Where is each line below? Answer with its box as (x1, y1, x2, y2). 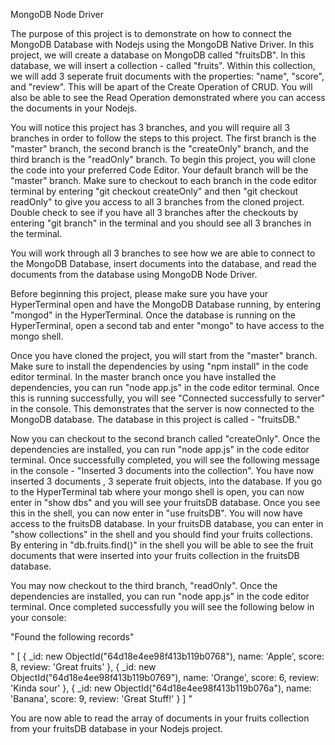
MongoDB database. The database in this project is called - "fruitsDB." (10, 414, 301, 425)
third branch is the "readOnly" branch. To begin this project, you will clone (10, 154, 316, 165)
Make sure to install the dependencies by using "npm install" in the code (10, 360, 309, 372)
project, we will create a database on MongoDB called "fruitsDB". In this (10, 49, 306, 61)
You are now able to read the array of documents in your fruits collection (10, 712, 310, 724)
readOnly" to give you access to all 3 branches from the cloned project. (10, 196, 305, 208)
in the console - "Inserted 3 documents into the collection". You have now (10, 465, 315, 476)
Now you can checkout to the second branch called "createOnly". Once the (10, 433, 321, 444)
